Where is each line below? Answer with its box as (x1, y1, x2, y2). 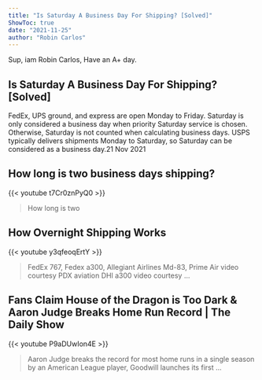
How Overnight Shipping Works (8, 226, 167, 240)
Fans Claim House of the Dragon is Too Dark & (8, 293, 238, 307)
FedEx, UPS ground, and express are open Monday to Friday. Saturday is (8, 111, 244, 120)
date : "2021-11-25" (8, 26, 72, 34)
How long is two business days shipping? (8, 167, 216, 181)
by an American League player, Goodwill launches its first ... (27, 363, 222, 372)
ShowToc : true (8, 19, 55, 27)
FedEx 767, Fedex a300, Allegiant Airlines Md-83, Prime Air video (27, 262, 239, 271)
